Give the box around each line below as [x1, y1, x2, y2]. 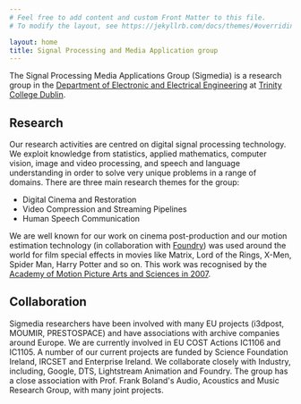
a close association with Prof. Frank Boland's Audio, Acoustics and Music [9, 375, 279, 385]
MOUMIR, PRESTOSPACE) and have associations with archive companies [9, 327, 280, 338]
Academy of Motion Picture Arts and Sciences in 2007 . [9, 269, 211, 280]
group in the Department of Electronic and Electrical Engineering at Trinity [9, 80, 282, 90]
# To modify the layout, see [9, 21, 118, 30]
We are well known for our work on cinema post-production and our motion [9, 231, 288, 241]
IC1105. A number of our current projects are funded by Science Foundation [9, 346, 288, 358]
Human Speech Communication [21, 214, 141, 224]
